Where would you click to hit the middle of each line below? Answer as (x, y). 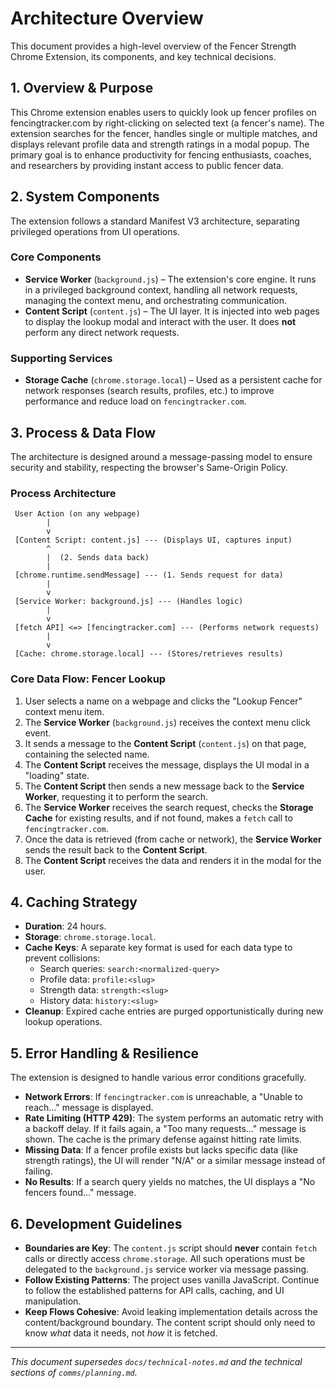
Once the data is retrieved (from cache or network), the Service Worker (173, 839)
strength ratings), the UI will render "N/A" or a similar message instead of (175, 1161)
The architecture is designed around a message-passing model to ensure (161, 456)
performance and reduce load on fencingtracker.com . (135, 401)
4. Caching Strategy (74, 902)
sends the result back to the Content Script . (116, 849)
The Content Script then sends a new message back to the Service (164, 786)
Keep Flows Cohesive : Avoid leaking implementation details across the (171, 1311)
